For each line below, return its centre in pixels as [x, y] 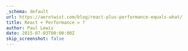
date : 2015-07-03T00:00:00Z [41, 33]
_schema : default [27, 11]
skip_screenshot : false [35, 39]
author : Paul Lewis [30, 28]
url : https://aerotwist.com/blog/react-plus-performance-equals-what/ [94, 17]
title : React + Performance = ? [46, 22]
